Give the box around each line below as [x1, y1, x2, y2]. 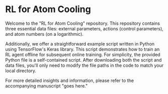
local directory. [5, 67, 36, 74]
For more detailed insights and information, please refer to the [5, 77, 134, 83]
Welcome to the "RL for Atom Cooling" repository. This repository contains [5, 20, 160, 26]
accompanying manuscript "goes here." [5, 82, 88, 89]
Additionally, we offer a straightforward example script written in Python [5, 40, 155, 46]
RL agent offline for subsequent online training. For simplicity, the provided [5, 52, 160, 58]
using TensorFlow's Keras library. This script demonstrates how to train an [5, 46, 160, 52]
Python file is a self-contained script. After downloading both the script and [5, 57, 162, 63]
